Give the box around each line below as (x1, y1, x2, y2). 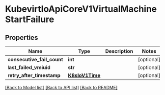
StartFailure (5, 14, 55, 25)
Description (105, 48, 134, 54)
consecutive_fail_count (7, 56, 63, 63)
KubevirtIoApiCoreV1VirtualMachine (5, 3, 157, 15)
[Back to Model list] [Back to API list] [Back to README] (5, 85, 118, 90)
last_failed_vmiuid (7, 64, 51, 71)
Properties (5, 33, 38, 42)
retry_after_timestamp (7, 72, 60, 79)
